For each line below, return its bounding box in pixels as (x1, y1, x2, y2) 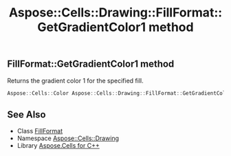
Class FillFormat (16, 127, 63, 135)
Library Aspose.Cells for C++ (16, 142, 100, 150)
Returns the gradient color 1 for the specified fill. (7, 76, 144, 85)
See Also (7, 109, 46, 120)
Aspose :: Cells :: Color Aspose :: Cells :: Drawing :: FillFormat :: (7, 89, 184, 97)
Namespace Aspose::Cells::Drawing (16, 134, 119, 142)
